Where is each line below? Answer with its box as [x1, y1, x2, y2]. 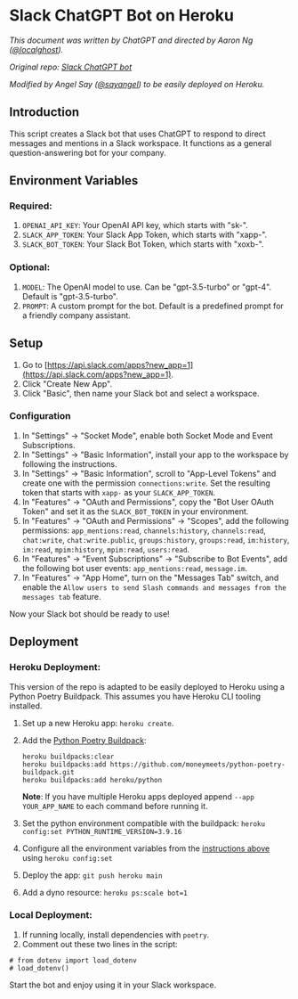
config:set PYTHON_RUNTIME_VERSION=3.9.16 [21, 827, 182, 836]
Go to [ [21, 359, 48, 370]
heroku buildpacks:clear [21, 752, 115, 761]
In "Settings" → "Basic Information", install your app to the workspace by [21, 449, 289, 460]
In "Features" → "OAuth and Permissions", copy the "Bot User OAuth [21, 496, 274, 507]
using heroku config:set [21, 852, 113, 863]
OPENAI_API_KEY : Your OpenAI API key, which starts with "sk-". [21, 220, 249, 231]
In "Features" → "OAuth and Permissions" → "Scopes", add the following [21, 515, 289, 526]
